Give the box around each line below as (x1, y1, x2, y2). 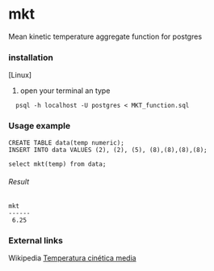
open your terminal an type (19, 86, 111, 95)
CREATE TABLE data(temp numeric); (8, 138, 125, 146)
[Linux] (8, 70, 32, 80)
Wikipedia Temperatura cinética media (8, 253, 136, 263)
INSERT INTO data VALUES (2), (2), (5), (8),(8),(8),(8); (8, 146, 208, 154)
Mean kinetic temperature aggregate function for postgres (8, 32, 203, 41)
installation (8, 52, 54, 63)
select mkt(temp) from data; (8, 159, 107, 168)
